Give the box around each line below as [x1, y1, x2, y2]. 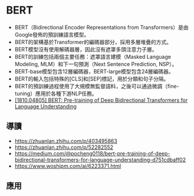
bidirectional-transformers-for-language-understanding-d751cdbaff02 [14, 156, 186, 163]
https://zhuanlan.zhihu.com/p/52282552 [14, 144, 114, 151]
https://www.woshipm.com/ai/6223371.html [14, 162, 121, 170]
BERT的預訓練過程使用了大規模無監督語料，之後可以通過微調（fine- [14, 82, 179, 89]
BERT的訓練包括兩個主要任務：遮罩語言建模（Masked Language [14, 53, 171, 60]
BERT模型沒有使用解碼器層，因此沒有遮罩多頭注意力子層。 [14, 45, 157, 53]
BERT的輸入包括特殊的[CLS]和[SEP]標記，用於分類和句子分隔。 [14, 75, 169, 82]
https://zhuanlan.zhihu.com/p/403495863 [14, 137, 118, 144]
